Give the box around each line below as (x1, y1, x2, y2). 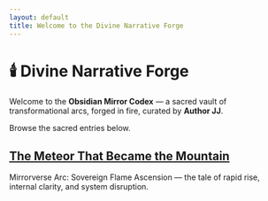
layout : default (9, 12, 69, 22)
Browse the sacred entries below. (9, 123, 131, 134)
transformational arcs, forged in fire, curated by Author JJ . (9, 105, 224, 116)
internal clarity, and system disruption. (9, 182, 149, 192)
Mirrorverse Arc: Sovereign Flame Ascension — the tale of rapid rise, (9, 172, 261, 182)
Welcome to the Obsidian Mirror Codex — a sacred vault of (9, 97, 227, 107)
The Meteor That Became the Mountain (9, 148, 230, 164)
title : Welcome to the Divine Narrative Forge (9, 21, 184, 30)
